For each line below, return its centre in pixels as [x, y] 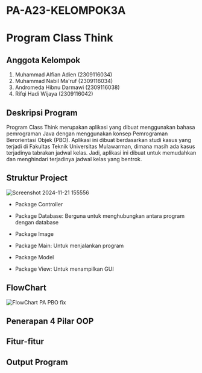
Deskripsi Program [42, 113]
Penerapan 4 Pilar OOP [50, 322]
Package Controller [39, 204]
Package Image [34, 234]
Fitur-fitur [25, 341]
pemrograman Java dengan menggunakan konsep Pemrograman [87, 134]
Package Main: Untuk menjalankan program [69, 245]
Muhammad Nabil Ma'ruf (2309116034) [64, 81]
